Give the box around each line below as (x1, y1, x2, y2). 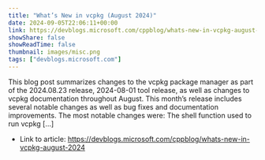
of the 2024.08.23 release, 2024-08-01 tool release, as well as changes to (8, 85, 250, 95)
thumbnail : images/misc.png (8, 48, 101, 56)
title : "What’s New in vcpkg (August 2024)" (8, 11, 157, 20)
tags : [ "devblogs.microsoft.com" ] (8, 56, 122, 64)
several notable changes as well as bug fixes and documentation (8, 102, 219, 111)
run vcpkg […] (8, 119, 54, 128)
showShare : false (8, 33, 65, 42)
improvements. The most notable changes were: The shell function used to (8, 110, 252, 120)
